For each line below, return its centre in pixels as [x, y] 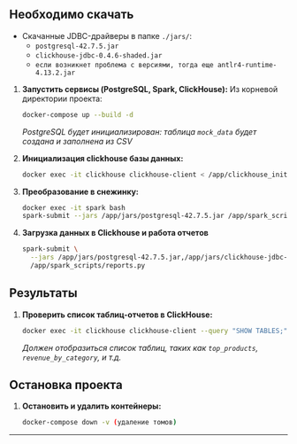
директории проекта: [62, 98]
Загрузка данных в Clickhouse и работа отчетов [115, 233]
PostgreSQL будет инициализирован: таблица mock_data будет [139, 131]
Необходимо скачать [72, 15]
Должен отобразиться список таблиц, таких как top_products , [140, 347]
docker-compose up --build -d [78, 114]
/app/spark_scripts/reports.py [88, 266]
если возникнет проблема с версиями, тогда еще [124, 65]
